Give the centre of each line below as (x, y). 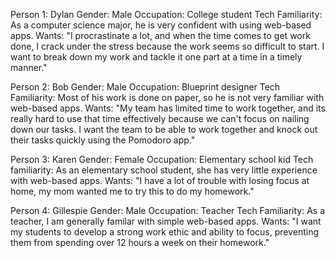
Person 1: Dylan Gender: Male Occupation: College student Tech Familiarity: (166, 14)
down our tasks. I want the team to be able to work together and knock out (164, 129)
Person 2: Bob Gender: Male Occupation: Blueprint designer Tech (145, 87)
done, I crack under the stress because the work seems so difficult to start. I (167, 46)
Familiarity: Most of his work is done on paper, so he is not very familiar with (167, 97)
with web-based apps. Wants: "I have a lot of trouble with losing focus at (160, 180)
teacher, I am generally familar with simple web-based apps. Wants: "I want (166, 221)
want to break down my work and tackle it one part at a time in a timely (156, 57)
